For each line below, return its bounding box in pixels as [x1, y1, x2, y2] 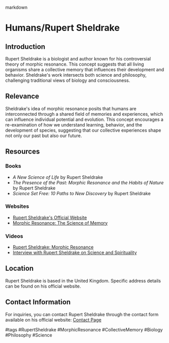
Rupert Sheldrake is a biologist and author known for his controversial [5, 56, 151, 61]
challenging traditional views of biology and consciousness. [5, 77, 130, 83]
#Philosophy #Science [5, 332, 52, 338]
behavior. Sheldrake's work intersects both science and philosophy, [5, 72, 147, 78]
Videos [5, 232, 23, 239]
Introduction [5, 42, 46, 51]
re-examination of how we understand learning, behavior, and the [5, 121, 143, 128]
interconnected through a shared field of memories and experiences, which [5, 111, 163, 117]
